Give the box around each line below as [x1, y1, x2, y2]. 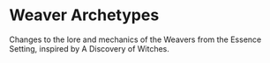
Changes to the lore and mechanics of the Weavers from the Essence [9, 34, 262, 45]
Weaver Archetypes [9, 5, 160, 25]
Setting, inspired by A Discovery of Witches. [9, 43, 170, 53]
